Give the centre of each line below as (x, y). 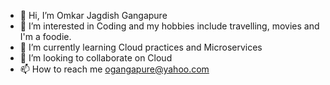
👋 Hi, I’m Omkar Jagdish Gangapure (93, 15)
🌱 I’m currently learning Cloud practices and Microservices (141, 47)
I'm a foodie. (45, 36)
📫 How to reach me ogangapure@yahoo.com (114, 69)
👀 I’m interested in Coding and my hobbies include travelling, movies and (169, 26)
